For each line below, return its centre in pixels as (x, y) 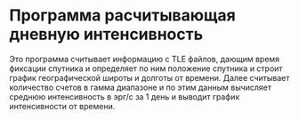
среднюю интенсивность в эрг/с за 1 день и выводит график (125, 96)
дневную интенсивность (106, 34)
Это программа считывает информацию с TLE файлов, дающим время (145, 59)
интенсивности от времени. (62, 106)
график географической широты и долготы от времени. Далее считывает (149, 77)
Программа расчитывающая (122, 16)
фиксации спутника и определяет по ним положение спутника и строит (146, 68)
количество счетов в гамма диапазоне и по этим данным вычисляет (141, 87)
